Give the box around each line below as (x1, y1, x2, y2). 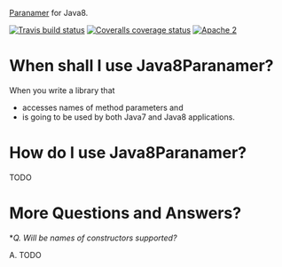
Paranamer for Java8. (9, 8, 89, 18)
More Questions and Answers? (9, 203, 242, 224)
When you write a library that (9, 84, 115, 96)
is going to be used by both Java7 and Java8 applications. (21, 111, 235, 122)
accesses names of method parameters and (21, 102, 184, 113)
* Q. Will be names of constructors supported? (9, 232, 177, 243)
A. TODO (9, 249, 42, 260)
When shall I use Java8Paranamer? (9, 56, 274, 76)
